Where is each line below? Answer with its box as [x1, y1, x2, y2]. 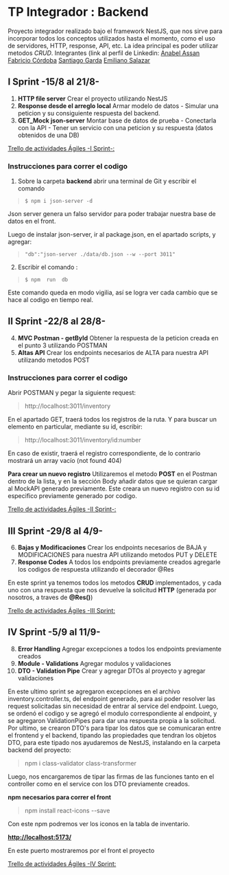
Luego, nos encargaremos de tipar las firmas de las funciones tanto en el [8, 772, 215, 781]
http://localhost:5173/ [8, 833, 71, 841]
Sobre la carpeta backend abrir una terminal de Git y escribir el [17, 177, 197, 186]
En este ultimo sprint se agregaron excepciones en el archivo [8, 687, 180, 695]
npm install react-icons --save [24, 806, 110, 814]
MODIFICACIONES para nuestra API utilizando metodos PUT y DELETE [17, 550, 218, 559]
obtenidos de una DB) [17, 131, 80, 139]
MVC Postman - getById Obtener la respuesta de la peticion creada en [17, 334, 219, 342]
